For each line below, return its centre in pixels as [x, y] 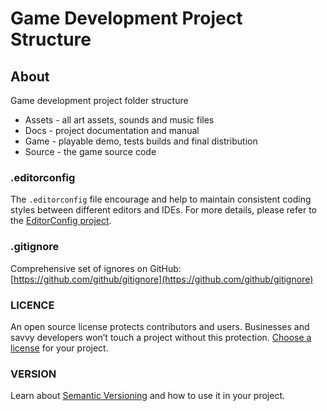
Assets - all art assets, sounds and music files [119, 120]
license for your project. [59, 348]
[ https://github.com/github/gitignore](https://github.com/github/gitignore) [162, 279]
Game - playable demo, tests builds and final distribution [141, 141]
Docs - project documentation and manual [112, 130]
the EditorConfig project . [61, 221]
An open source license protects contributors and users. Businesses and [160, 326]
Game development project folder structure [99, 100]
